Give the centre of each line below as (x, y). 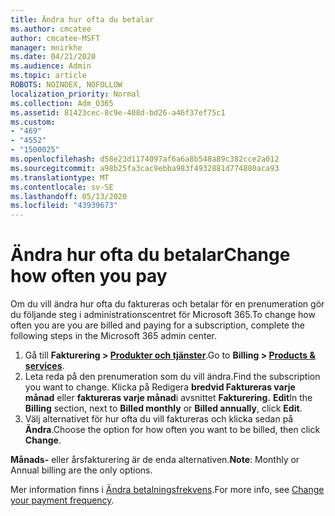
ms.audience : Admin (51, 66)
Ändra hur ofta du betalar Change (150, 255)
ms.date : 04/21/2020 (53, 57)
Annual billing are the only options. (81, 470)
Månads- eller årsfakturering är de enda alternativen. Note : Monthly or (155, 460)
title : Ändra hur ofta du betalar (82, 19)
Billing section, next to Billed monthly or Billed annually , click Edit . (163, 408)
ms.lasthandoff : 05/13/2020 (69, 196)
